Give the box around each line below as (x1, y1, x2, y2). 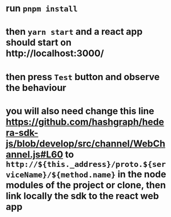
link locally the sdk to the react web (6, 190, 159, 202)
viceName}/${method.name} (6, 170, 116, 180)
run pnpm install (6, 3, 78, 14)
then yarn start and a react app (6, 26, 143, 38)
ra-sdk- (6, 127, 39, 138)
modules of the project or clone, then (6, 179, 166, 191)
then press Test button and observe (6, 71, 160, 83)
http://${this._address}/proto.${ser (6, 159, 166, 169)
